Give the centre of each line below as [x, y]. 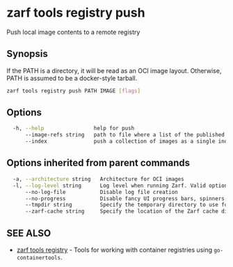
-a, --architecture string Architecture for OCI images [99, 179]
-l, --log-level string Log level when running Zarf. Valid [110, 186]
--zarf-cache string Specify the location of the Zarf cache [121, 211]
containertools [39, 258]
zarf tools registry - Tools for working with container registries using [114, 250]
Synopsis [27, 54]
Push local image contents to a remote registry [73, 32]
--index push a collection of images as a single [120, 141]
